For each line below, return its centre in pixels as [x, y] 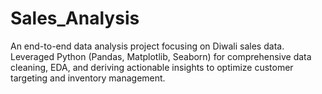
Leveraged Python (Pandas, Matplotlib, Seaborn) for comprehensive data [161, 56]
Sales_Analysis [75, 18]
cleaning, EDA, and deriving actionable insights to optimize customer [152, 67]
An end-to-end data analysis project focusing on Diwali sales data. [147, 46]
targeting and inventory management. [88, 78]
